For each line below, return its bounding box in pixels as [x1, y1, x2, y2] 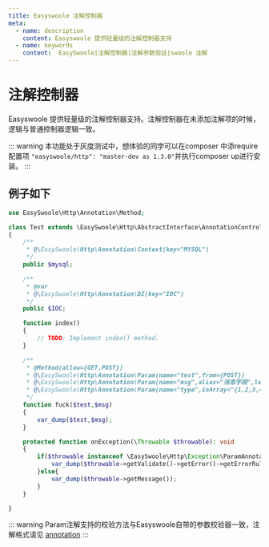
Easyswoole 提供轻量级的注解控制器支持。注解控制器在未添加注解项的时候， [8, 114, 260, 124]
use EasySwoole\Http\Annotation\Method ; [8, 209, 146, 217]
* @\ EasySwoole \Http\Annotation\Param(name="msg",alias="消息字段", [26, 379, 255, 387]
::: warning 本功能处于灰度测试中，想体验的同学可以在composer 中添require [8, 141, 259, 151]
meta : [8, 19, 26, 27]
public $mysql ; [22, 261, 74, 269]
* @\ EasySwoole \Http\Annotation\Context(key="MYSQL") [26, 245, 210, 253]
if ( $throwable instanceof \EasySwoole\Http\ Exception [37, 452, 220, 461]
